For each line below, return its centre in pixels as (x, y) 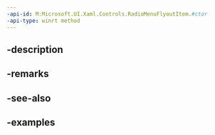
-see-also (29, 98)
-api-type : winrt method (43, 21)
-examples (31, 122)
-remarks (28, 74)
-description (35, 50)
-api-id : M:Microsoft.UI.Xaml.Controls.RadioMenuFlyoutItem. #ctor (107, 14)
